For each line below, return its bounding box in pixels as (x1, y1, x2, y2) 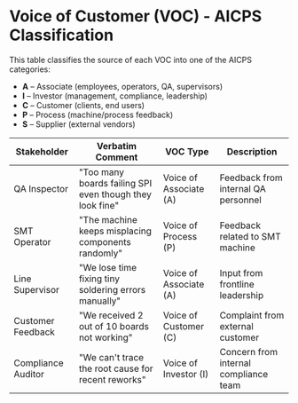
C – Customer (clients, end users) (21, 99, 145, 110)
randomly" (78, 247, 122, 259)
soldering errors (78, 283, 146, 296)
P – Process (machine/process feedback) (21, 109, 174, 120)
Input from (219, 266, 263, 279)
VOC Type (165, 145, 209, 157)
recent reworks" (78, 373, 146, 385)
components (78, 235, 131, 248)
